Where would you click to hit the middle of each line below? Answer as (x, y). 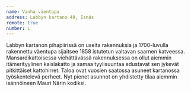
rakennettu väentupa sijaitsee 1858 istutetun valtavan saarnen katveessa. (95, 52)
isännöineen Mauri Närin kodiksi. (46, 83)
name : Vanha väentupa (33, 12)
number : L (18, 28)
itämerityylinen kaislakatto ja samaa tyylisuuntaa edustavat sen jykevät (93, 64)
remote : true (22, 23)
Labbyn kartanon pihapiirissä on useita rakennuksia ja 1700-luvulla (87, 45)
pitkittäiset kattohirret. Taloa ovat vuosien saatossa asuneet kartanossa (93, 70)
